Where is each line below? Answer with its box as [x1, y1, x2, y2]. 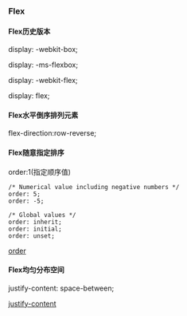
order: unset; [8, 231, 56, 240]
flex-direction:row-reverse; [8, 128, 97, 138]
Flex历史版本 [8, 26, 51, 36]
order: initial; [8, 225, 62, 233]
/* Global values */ [8, 211, 77, 219]
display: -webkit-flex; [8, 76, 78, 85]
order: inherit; [8, 218, 62, 226]
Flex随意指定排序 [8, 148, 65, 157]
